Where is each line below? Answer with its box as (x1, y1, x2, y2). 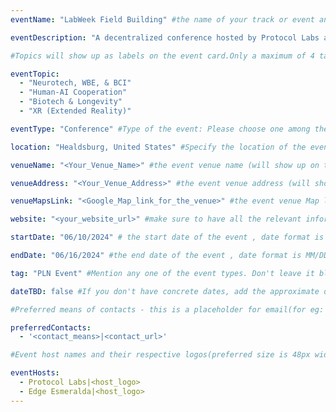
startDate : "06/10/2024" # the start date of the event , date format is (10, 232, 325, 243)
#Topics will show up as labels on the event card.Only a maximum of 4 (10, 51, 315, 61)
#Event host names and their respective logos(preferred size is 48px (10, 350, 311, 360)
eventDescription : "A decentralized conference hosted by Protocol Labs (10, 32, 320, 43)
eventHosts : (10, 368, 60, 378)
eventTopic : (10, 69, 60, 79)
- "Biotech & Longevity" (19, 97, 123, 107)
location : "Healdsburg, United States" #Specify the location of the (10, 142, 307, 152)
